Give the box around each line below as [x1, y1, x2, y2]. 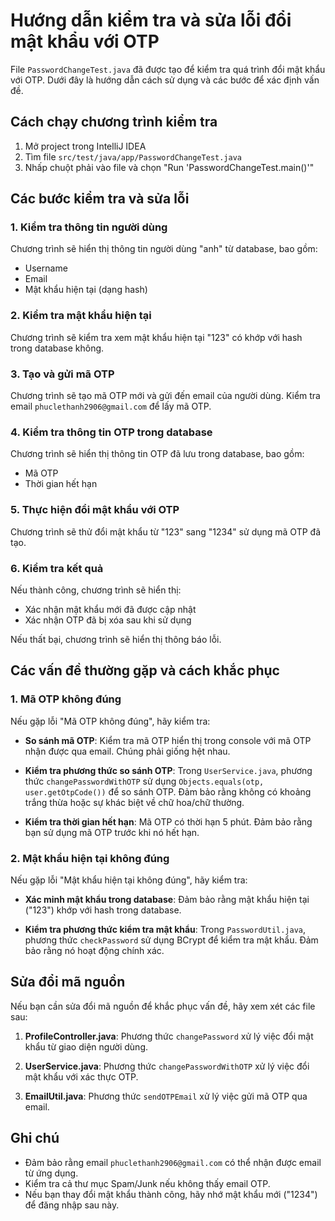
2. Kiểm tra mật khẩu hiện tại [10, 309, 152, 323]
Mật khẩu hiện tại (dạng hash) [24, 284, 148, 296]
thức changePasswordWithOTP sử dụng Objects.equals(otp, [24, 775, 265, 787]
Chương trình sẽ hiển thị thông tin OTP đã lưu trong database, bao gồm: [10, 448, 305, 460]
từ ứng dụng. [24, 1167, 79, 1179]
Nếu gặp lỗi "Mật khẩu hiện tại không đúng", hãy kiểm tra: [10, 874, 248, 886]
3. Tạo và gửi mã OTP [10, 367, 115, 381]
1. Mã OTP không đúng [10, 692, 122, 706]
